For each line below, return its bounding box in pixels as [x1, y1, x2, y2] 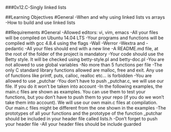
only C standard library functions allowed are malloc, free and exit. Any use [5, 67, 163, 73]
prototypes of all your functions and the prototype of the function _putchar [5, 110, 162, 116]
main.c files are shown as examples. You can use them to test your [5, 89, 146, 94]
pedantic [5, 46, 24, 51]
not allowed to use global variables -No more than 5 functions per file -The [5, 62, 162, 68]
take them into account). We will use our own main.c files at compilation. [5, 100, 158, 106]
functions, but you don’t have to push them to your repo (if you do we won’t [5, 94, 164, 100]
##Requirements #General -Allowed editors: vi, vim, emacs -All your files [5, 29, 158, 35]
